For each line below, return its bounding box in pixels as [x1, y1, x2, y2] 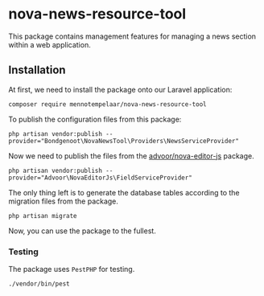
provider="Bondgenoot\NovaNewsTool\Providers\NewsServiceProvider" [8, 137, 240, 145]
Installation [8, 64, 66, 77]
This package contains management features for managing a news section [8, 31, 256, 41]
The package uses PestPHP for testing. [8, 265, 135, 274]
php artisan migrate [8, 212, 78, 220]
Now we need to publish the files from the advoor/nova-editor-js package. [8, 150, 255, 161]
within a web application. [8, 39, 91, 49]
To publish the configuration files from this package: [8, 114, 182, 124]
